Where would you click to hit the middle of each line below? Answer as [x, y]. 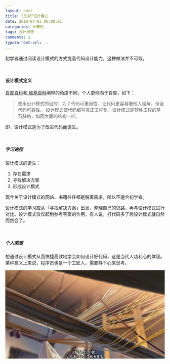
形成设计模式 [26, 187]
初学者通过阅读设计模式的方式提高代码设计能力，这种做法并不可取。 [76, 58]
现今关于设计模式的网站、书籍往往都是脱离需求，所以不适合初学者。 [76, 197]
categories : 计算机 [25, 27]
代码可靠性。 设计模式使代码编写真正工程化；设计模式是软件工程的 [87, 110]
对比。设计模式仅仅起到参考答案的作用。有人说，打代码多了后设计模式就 [80, 214]
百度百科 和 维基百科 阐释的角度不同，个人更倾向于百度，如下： [70, 93]
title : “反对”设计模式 [27, 16]
